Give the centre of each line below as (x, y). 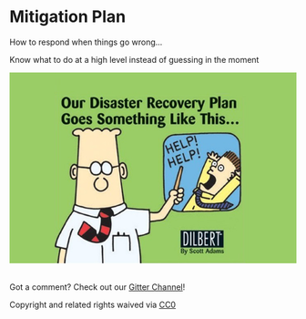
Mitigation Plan (67, 17)
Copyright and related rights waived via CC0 (92, 304)
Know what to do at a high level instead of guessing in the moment (134, 59)
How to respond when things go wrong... (86, 42)
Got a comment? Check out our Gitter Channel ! (97, 287)
